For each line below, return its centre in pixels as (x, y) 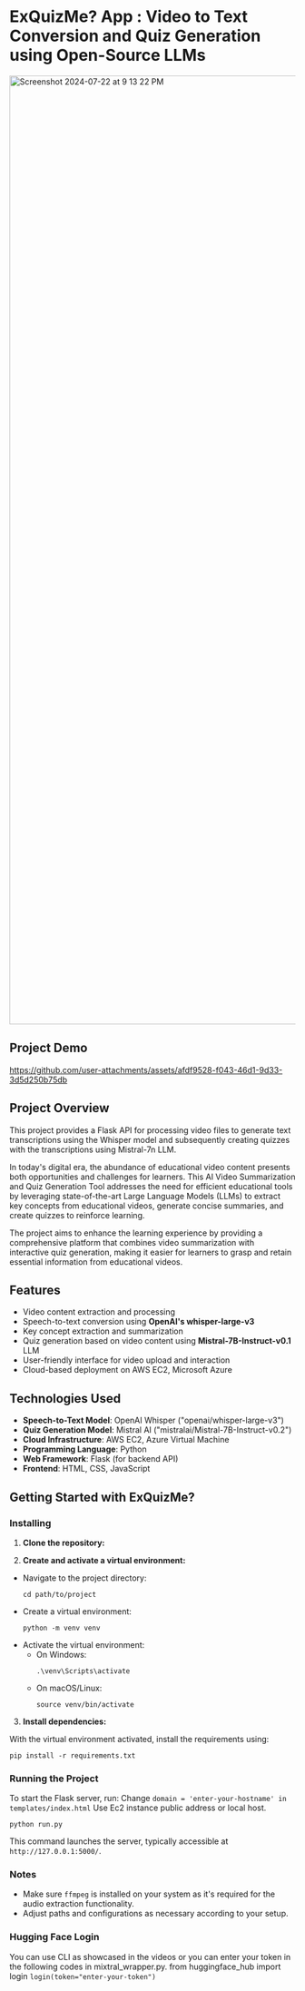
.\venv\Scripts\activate (83, 1671)
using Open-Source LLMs (108, 55)
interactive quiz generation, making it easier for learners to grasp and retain (151, 1252)
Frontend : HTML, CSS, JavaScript (86, 1469)
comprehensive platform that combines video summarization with (132, 1242)
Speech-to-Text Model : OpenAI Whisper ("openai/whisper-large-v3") (153, 1420)
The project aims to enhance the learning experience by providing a (136, 1233)
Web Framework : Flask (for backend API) (100, 1459)
